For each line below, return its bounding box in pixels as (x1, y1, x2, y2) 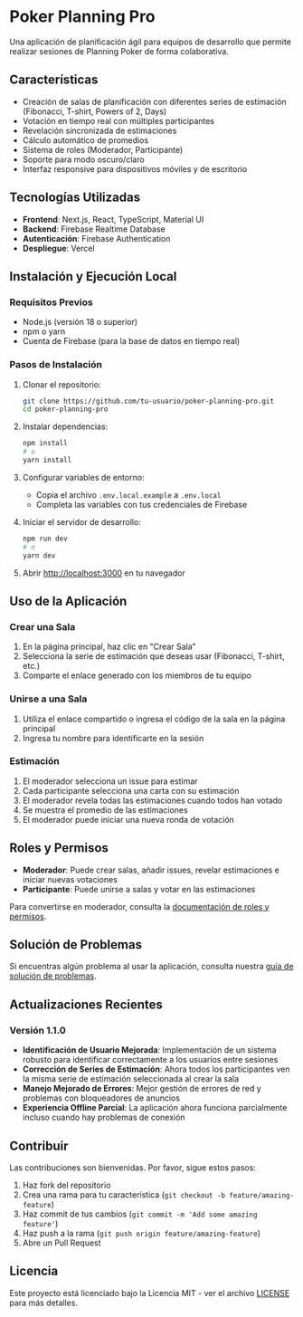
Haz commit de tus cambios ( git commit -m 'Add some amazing (22, 1208, 258, 1219)
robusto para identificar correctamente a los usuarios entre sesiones (22, 1055, 279, 1065)
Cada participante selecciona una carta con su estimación (22, 785, 240, 796)
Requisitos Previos (9, 296, 93, 309)
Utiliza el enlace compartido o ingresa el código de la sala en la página (22, 713, 286, 724)
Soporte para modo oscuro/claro (22, 154, 145, 165)
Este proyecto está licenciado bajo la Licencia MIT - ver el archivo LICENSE (9, 1287, 290, 1298)
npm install (22, 439, 68, 448)
